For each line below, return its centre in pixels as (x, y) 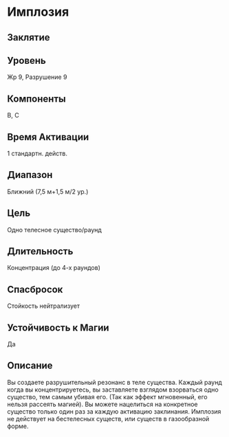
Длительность (40, 251)
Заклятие (29, 37)
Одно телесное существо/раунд (54, 229)
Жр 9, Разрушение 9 (37, 77)
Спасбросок (35, 289)
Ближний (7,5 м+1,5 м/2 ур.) (48, 191)
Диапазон (30, 175)
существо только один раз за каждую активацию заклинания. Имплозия (114, 411)
